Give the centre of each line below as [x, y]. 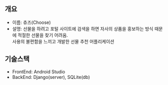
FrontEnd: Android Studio [39, 72]
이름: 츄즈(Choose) [32, 22]
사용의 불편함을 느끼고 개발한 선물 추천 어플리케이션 [63, 41]
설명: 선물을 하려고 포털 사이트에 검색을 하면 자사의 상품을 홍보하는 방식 [83, 29]
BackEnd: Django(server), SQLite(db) [51, 77]
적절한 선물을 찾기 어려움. [43, 35]
